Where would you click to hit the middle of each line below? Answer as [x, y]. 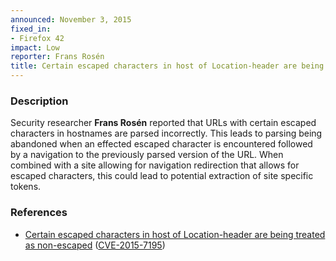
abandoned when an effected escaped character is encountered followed [161, 144]
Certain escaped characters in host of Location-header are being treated [175, 234]
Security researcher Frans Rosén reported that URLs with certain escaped [163, 123]
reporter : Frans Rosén [57, 57]
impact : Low [35, 47]
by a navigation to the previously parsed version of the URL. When [147, 155]
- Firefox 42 [37, 38]
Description [39, 101]
